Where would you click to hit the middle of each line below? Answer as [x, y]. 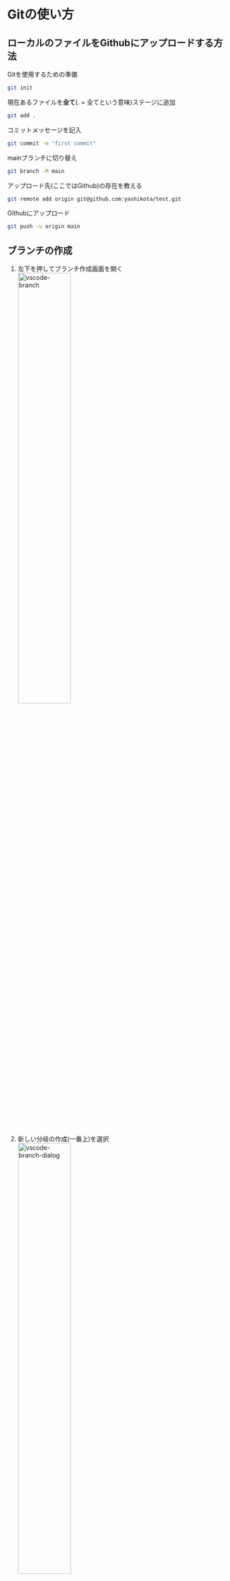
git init [20, 88]
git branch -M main [36, 171]
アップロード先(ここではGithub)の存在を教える [75, 185]
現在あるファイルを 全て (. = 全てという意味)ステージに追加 [92, 102]
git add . [22, 115]
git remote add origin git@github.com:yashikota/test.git [94, 199]
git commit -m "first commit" [52, 143]
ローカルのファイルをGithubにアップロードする [110, 43]
